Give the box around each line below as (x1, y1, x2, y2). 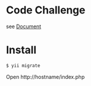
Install (6, 43, 37, 57)
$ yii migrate (6, 63, 41, 68)
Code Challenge (6, 4, 86, 17)
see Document (6, 23, 41, 30)
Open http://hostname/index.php (6, 73, 85, 80)
